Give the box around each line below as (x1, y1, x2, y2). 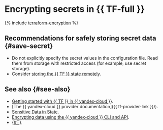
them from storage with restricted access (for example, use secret (11, 60, 146, 66)
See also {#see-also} (4, 85, 71, 93)
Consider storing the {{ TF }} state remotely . (11, 71, 101, 77)
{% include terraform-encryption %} (4, 20, 78, 26)
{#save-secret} (4, 42, 53, 50)
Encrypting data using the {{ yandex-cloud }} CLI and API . (11, 114, 130, 120)
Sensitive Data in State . (11, 109, 59, 115)
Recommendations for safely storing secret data (4, 34, 156, 43)
